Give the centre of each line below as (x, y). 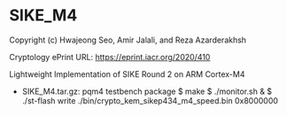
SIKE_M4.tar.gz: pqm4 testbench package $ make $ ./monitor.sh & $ (147, 91)
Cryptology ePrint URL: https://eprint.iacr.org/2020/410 (110, 57)
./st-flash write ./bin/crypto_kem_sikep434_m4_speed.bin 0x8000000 (150, 100)
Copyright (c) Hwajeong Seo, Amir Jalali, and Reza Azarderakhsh (128, 40)
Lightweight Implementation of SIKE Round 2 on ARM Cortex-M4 (127, 74)
